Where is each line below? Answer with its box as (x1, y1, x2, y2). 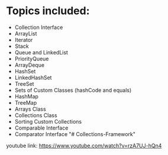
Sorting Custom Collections (14, 118, 82, 125)
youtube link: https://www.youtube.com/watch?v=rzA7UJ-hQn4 (6, 142, 162, 149)
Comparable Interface (14, 124, 69, 131)
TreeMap (14, 99, 37, 106)
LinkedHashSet (14, 74, 52, 81)
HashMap (14, 93, 38, 100)
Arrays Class (14, 105, 46, 112)
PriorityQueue (14, 55, 49, 62)
